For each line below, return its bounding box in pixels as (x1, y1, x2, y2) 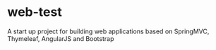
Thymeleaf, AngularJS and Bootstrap (7, 34, 114, 42)
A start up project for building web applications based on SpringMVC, (7, 27, 210, 35)
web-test (7, 4, 62, 20)
